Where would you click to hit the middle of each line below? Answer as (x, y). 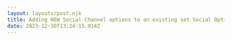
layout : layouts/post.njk (44, 13)
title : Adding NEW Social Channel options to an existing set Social (109, 20)
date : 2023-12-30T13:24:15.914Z (54, 26)
